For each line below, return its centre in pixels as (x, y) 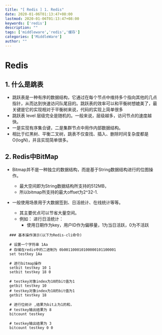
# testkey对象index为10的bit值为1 (42, 281)
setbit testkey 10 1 (30, 268)
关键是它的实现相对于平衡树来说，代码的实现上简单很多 (67, 109)
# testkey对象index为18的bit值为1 (42, 291)
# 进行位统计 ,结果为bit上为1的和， (42, 305)
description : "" (21, 28)
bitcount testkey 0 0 (31, 328)
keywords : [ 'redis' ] (26, 23)
